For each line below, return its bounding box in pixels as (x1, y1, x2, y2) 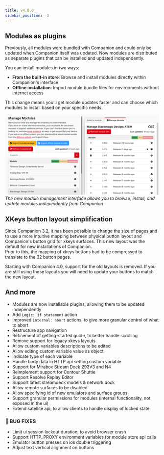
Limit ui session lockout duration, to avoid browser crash (12, 429, 126, 435)
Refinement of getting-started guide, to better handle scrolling (12, 332, 138, 338)
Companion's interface (12, 80, 59, 85)
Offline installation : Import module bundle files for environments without (12, 85, 159, 91)
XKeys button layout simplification (5, 215, 113, 223)
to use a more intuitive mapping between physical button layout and (5, 233, 142, 239)
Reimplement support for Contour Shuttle (12, 369, 95, 375)
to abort (12, 322, 28, 328)
